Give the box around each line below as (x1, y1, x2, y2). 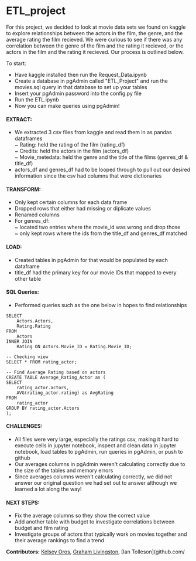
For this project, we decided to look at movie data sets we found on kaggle (6, 23, 186, 30)
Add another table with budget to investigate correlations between (14, 518, 175, 525)
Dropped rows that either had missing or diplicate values (14, 205, 151, 212)
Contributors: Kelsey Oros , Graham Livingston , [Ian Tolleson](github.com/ (6, 548, 185, 555)
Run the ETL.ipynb (14, 96, 60, 103)
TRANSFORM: (6, 186, 41, 193)
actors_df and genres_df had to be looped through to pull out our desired (14, 166, 191, 174)
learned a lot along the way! (14, 485, 82, 492)
